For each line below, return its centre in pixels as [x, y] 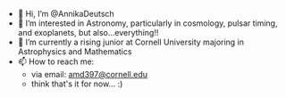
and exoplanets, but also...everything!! [88, 32]
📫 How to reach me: [56, 61]
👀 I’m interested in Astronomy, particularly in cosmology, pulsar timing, [147, 23]
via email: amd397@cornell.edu [89, 74]
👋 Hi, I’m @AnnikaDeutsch [66, 14]
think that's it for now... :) [77, 84]
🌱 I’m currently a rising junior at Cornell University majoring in [130, 42]
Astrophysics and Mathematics [75, 52]
